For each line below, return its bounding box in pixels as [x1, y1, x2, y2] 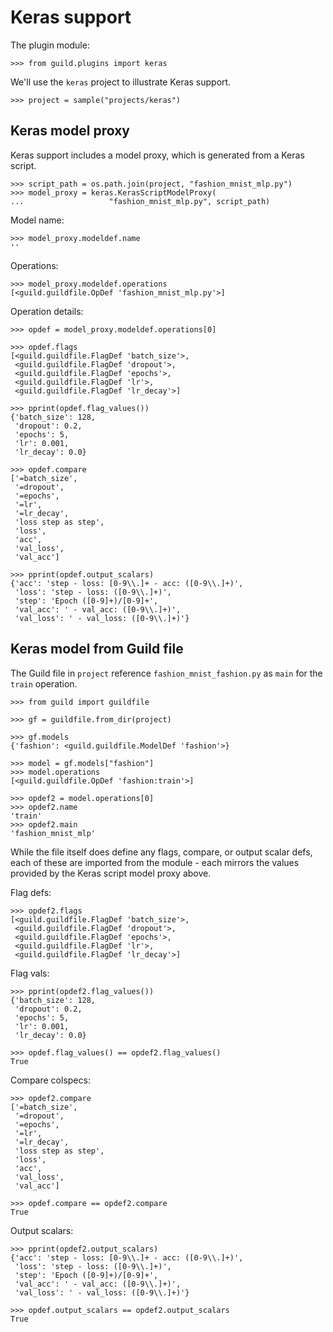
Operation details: [10, 305, 84, 317]
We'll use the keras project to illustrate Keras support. [10, 76, 232, 88]
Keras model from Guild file [10, 641, 184, 658]
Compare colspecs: [10, 1074, 91, 1086]
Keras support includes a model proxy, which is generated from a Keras [10, 149, 305, 161]
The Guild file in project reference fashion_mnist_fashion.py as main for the [10, 667, 323, 679]
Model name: [10, 214, 65, 226]
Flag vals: [10, 967, 50, 979]
